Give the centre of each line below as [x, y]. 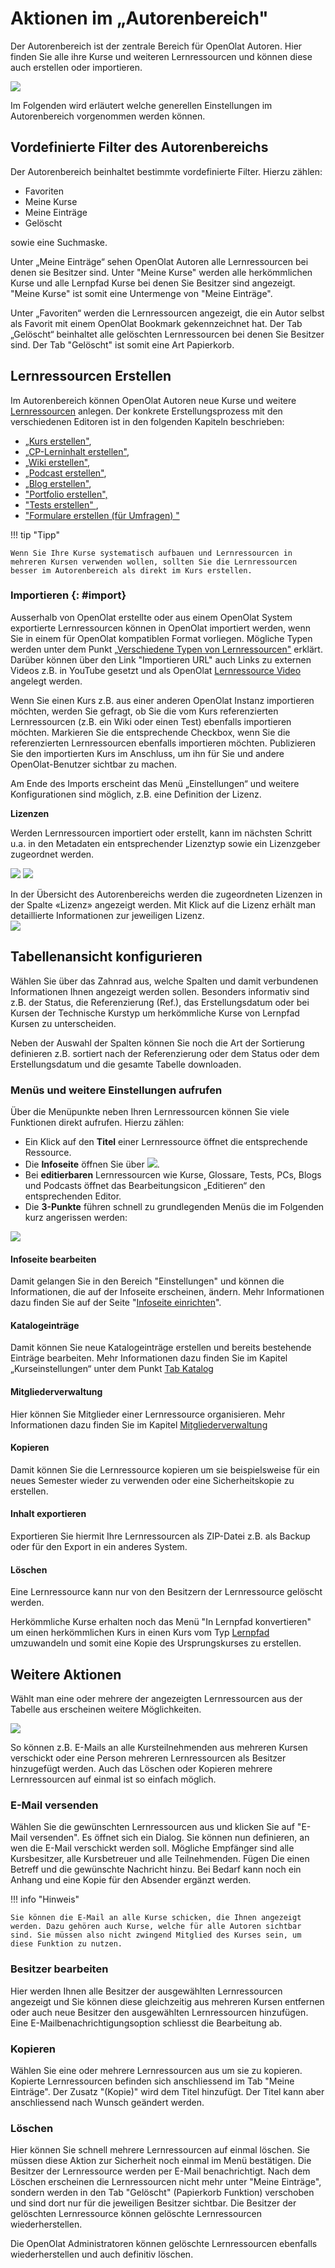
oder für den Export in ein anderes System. [99, 1546]
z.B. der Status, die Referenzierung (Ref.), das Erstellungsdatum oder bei [160, 1002]
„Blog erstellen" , [58, 483]
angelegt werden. [46, 681]
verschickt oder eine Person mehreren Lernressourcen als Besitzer [148, 1758]
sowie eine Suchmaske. [59, 242]
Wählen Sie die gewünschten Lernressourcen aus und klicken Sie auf [152, 1827]
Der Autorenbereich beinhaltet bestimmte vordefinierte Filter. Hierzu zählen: [166, 171]
